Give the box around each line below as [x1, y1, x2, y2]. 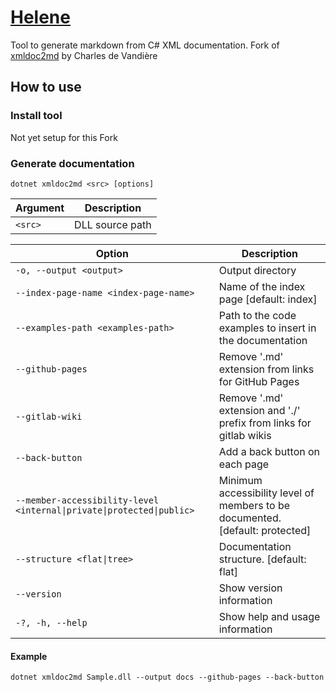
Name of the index [218, 279, 306, 293]
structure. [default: [218, 552, 307, 566]
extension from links [218, 362, 315, 376]
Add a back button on [218, 444, 321, 458]
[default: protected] [218, 523, 312, 537]
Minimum [218, 473, 263, 487]
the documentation [218, 333, 308, 347]
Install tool [10, 109, 63, 123]
